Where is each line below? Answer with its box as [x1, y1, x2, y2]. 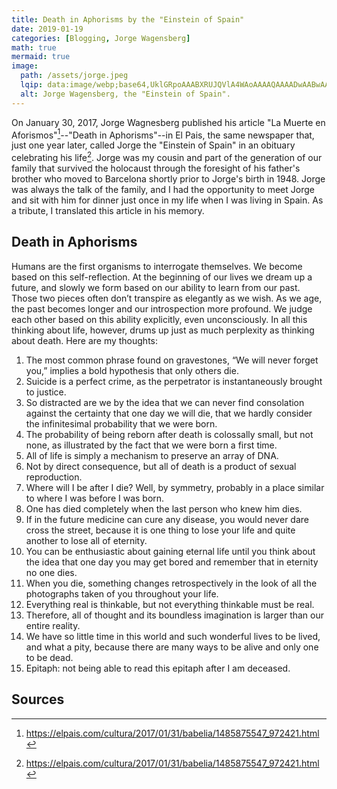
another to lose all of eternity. [25, 534, 148, 546]
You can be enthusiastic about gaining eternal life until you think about [25, 545, 316, 557]
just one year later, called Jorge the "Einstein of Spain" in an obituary [11, 139, 296, 151]
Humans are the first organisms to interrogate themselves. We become [11, 260, 303, 272]
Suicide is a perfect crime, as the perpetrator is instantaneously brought [25, 375, 323, 387]
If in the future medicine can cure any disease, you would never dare [25, 513, 309, 525]
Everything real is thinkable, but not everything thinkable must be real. [25, 598, 315, 610]
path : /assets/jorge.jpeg [20, 71, 129, 81]
